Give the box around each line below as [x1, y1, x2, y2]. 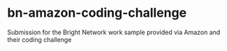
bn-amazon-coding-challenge [7, 5, 187, 21]
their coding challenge [7, 35, 72, 43]
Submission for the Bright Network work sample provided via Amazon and [7, 28, 221, 36]
